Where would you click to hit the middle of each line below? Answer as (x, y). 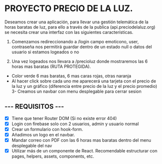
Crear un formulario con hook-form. (47, 129)
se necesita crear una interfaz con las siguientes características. (69, 32)
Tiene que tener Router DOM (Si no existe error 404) (64, 118)
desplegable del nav (32, 146)
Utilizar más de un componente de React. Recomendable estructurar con (84, 151)
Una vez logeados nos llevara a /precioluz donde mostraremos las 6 (80, 61)
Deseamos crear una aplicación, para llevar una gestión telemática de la (77, 22)
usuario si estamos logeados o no (45, 52)
